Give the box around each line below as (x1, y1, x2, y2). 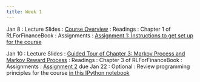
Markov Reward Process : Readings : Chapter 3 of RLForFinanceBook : (6, 56, 183, 63)
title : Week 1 (6, 8, 42, 15)
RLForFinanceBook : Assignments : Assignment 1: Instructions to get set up (6, 31, 194, 39)
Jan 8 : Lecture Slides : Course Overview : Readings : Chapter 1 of (6, 25, 171, 33)
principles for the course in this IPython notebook (6, 69, 130, 76)
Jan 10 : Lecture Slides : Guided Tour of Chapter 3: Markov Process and (6, 49, 185, 57)
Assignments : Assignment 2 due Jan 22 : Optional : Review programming (6, 63, 190, 70)
